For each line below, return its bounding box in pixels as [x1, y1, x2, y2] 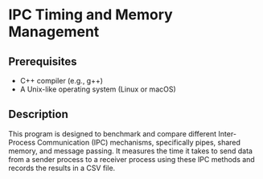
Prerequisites [8, 55, 77, 68]
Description [8, 108, 68, 121]
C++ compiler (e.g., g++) [19, 76, 103, 85]
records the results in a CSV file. [8, 163, 116, 173]
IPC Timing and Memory [8, 6, 173, 24]
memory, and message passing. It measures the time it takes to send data [8, 146, 253, 156]
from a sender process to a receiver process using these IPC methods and [8, 154, 255, 164]
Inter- [218, 128, 237, 138]
